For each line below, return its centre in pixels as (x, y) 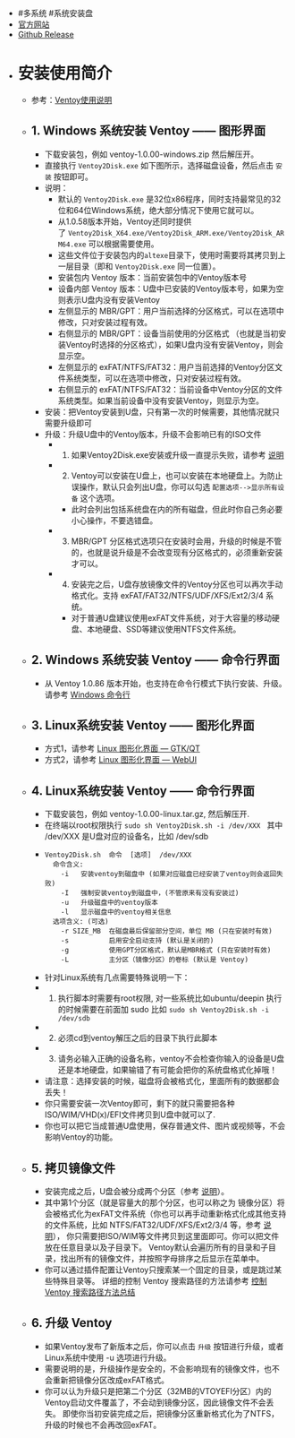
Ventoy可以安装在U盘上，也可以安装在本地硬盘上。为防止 (177, 475)
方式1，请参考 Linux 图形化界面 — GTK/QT (122, 749)
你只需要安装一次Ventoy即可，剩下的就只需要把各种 (139, 1104)
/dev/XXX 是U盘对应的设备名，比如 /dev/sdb (126, 837)
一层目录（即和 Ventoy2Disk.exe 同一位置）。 (139, 266)
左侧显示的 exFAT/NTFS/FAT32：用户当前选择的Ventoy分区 (166, 366)
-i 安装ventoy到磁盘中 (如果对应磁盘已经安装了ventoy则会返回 (169, 874)
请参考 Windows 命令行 (88, 694)
